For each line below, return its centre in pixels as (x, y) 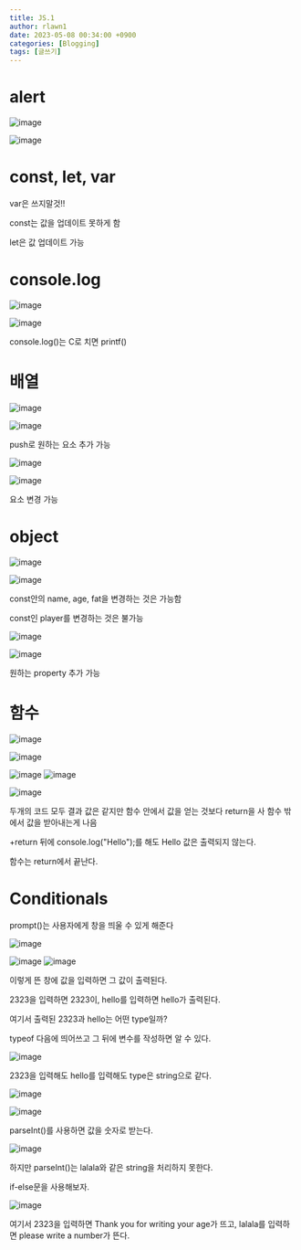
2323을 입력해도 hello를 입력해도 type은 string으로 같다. (110, 1075)
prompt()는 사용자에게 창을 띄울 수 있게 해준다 (92, 925)
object (34, 537)
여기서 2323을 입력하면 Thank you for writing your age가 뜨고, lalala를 (138, 1224)
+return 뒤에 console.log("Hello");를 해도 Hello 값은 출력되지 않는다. (133, 842)
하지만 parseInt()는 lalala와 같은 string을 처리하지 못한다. (111, 1167)
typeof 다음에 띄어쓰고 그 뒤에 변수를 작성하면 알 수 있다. (110, 1038)
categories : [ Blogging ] (55, 43)
